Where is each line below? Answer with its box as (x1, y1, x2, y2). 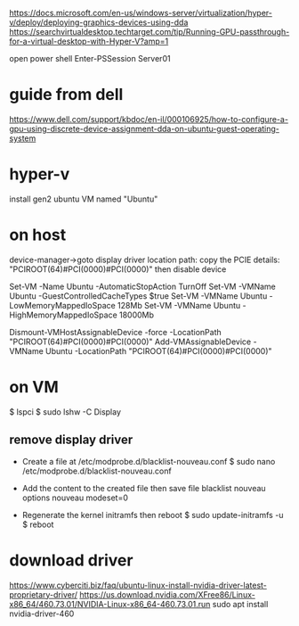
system (9, 133, 36, 144)
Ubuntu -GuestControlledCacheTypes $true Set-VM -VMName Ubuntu (9, 290, 268, 301)
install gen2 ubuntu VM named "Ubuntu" (9, 194, 158, 204)
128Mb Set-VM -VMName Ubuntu (117, 300, 241, 310)
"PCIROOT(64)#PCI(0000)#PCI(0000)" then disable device (9, 263, 227, 275)
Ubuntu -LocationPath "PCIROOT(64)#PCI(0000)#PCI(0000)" (45, 345, 273, 356)
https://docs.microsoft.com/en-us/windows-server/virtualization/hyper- (9, 8, 273, 18)
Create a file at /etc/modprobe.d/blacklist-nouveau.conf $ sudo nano (21, 456, 276, 466)
